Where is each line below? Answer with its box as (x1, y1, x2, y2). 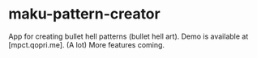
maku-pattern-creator (8, 5, 161, 23)
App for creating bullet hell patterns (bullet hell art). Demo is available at (8, 31, 249, 41)
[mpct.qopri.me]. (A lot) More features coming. (8, 39, 165, 49)
